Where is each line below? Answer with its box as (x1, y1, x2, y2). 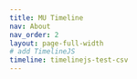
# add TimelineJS (9, 47, 76, 56)
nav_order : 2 (9, 30, 59, 39)
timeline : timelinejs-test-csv (9, 55, 129, 64)
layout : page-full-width (9, 38, 104, 48)
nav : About (9, 22, 51, 31)
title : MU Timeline (9, 13, 84, 23)
